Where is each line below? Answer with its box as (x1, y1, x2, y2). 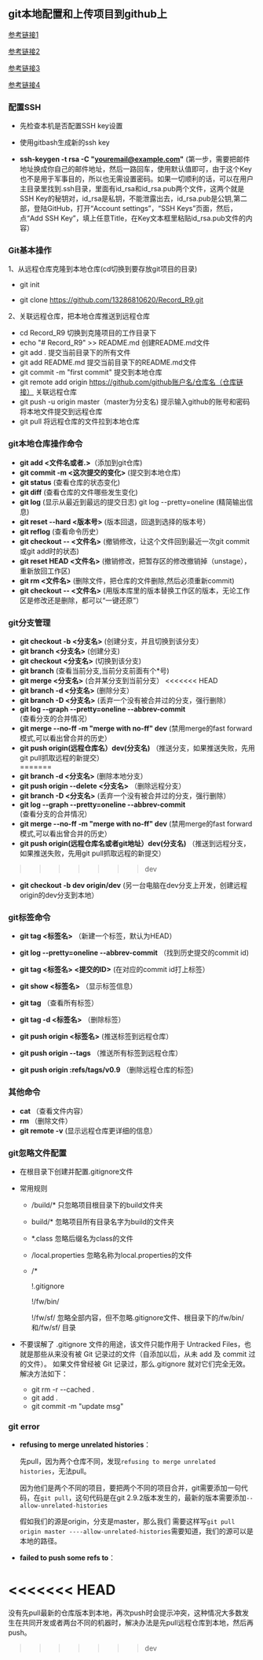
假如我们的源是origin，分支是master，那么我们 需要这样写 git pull (19, 1517, 236, 1526)
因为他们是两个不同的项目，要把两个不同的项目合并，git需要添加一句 (19, 1483, 242, 1493)
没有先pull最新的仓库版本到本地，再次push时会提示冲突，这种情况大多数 (8, 1608, 243, 1617)
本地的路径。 (19, 1536, 61, 1546)
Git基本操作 (8, 245, 53, 256)
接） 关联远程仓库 (19, 387, 77, 397)
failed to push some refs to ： (19, 1553, 116, 1562)
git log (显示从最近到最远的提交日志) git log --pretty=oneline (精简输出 (19, 497, 247, 506)
